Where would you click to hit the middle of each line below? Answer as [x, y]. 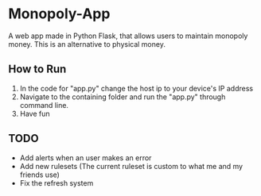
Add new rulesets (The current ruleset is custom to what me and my [131, 166]
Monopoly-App [59, 14]
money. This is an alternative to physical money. [87, 44]
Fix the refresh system [56, 183]
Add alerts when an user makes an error [86, 158]
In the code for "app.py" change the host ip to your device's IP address [136, 88]
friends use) [39, 175]
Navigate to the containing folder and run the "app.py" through [123, 97]
